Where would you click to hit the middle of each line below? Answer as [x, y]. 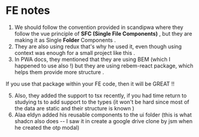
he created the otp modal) [47, 127]
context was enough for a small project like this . [75, 53]
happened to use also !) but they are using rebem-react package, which [104, 65]
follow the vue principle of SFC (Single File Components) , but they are [103, 33]
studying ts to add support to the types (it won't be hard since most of [102, 102]
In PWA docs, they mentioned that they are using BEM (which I [92, 59]
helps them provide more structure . [59, 72]
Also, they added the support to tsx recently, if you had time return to [100, 95]
